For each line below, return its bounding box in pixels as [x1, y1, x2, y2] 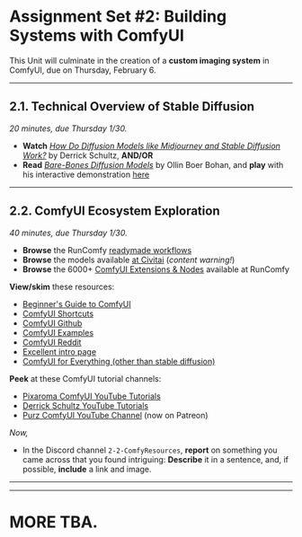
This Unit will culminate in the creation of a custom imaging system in [9, 55, 270, 66]
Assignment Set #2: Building [9, 6, 227, 27]
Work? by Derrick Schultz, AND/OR [22, 150, 154, 161]
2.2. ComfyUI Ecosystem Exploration [9, 204, 220, 219]
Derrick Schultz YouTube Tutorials [22, 400, 149, 410]
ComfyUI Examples [22, 327, 94, 338]
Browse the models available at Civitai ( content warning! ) [22, 254, 235, 265]
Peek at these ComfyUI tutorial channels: [9, 373, 162, 383]
